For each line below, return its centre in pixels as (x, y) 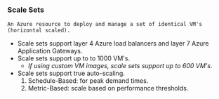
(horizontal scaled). (39, 31)
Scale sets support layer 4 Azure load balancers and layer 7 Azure (113, 44)
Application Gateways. (50, 51)
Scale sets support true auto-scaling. (71, 73)
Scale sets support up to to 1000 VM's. (74, 58)
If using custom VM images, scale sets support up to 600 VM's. (120, 66)
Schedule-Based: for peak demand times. (88, 81)
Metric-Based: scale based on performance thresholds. (108, 88)
